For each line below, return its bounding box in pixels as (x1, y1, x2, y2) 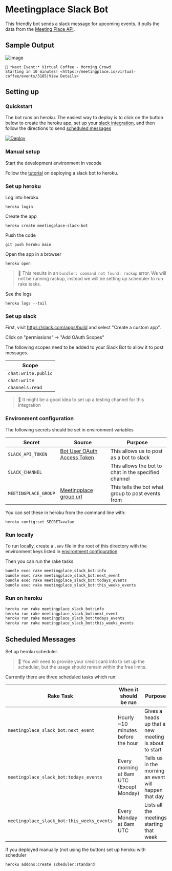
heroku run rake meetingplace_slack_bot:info (5, 606, 104, 612)
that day (144, 793, 164, 800)
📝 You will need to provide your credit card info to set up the (17, 658, 145, 665)
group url (60, 493, 82, 500)
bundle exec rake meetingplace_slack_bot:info (5, 568, 106, 573)
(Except (117, 783, 137, 790)
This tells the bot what (110, 483, 164, 490)
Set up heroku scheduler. (5, 649, 58, 655)
